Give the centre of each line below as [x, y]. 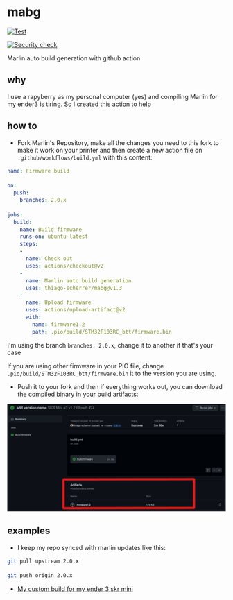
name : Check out [49, 259]
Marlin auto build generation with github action [74, 58]
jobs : [15, 215]
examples [29, 531]
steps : [29, 244]
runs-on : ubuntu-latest [54, 237]
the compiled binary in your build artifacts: [78, 394]
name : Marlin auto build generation [78, 281]
